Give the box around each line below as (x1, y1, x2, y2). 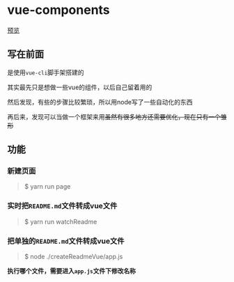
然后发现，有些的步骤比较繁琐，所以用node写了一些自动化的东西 (7, 97, 193, 106)
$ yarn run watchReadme (24, 217, 97, 226)
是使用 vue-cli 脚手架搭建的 (7, 68, 85, 77)
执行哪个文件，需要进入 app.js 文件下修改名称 (7, 267, 136, 275)
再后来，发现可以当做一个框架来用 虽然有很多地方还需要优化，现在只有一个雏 (7, 112, 227, 120)
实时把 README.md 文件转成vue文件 (7, 201, 118, 211)
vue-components (7, 2, 110, 18)
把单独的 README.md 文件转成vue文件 (7, 236, 125, 246)
